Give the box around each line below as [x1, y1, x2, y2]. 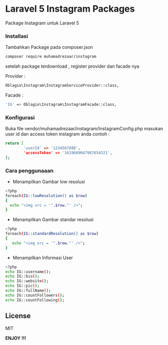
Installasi [5, 33, 28, 40]
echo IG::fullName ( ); [5, 288, 51, 293]
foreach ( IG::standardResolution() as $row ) [5, 231, 99, 237]
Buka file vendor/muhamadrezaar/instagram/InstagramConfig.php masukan [5, 126, 163, 132]
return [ [5, 141, 24, 146]
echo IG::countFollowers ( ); [5, 293, 65, 298]
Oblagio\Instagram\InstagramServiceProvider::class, [5, 83, 119, 88]
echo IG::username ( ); [5, 269, 51, 274]
